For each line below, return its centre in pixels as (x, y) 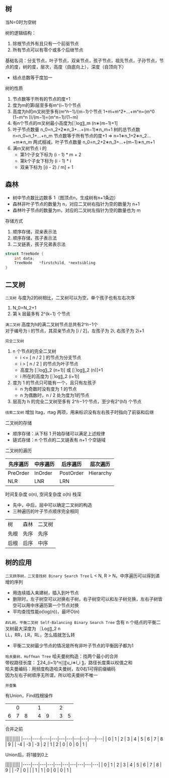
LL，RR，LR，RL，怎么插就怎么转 (40, 635)
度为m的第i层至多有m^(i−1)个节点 (47, 105)
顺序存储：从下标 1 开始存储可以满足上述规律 (59, 433)
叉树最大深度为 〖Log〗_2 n (33, 629)
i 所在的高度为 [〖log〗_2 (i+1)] (50, 376)
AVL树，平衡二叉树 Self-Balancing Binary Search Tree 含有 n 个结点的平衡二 (83, 622)
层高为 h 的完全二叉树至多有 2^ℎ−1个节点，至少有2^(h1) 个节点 (77, 401)
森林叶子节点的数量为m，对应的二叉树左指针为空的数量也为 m (76, 210)
